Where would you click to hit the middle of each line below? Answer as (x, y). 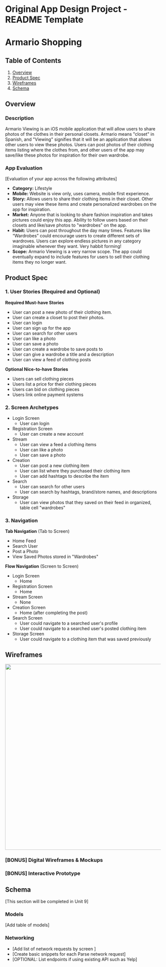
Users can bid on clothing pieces (46, 389)
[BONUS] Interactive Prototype (43, 873)
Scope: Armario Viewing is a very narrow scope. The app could (77, 252)
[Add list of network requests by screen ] (54, 949)
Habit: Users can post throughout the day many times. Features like (81, 230)
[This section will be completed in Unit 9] (47, 901)
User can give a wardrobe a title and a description (63, 354)
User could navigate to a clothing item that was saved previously (85, 639)
